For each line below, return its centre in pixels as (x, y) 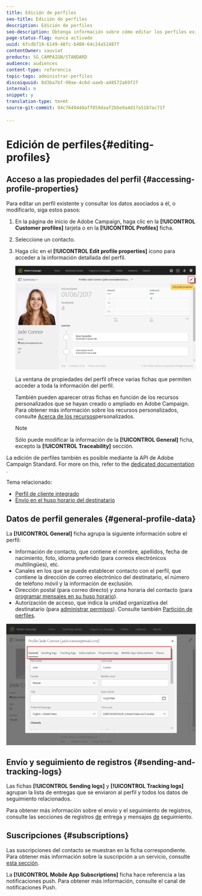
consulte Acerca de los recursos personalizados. (75, 416)
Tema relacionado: (29, 482)
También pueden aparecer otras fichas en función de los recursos (97, 397)
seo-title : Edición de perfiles (47, 19)
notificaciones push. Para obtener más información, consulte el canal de (96, 881)
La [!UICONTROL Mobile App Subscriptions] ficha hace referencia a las (96, 874)
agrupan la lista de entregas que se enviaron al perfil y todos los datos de (97, 792)
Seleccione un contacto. (45, 239)
